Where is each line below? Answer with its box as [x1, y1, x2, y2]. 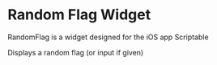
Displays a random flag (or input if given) [7, 47, 144, 57]
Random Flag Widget [7, 6, 151, 24]
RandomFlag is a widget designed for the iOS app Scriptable [7, 32, 209, 42]
